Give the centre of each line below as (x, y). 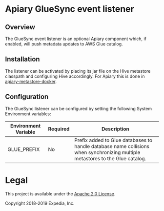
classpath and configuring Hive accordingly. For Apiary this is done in (75, 76)
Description (115, 129)
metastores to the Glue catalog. (110, 158)
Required (59, 129)
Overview (20, 27)
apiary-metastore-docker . (31, 81)
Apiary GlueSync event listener (70, 9)
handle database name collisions (112, 146)
